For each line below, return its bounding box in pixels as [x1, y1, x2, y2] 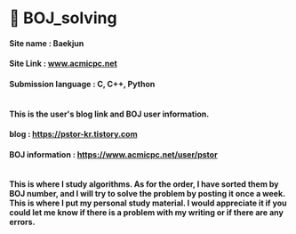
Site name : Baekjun [9, 37, 84, 48]
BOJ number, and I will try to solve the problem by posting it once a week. [9, 189, 286, 199]
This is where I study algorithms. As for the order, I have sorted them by [9, 179, 279, 190]
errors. [9, 217, 36, 228]
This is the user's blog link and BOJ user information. [9, 109, 210, 119]
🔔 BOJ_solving [9, 8, 117, 28]
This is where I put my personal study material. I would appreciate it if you [9, 198, 287, 208]
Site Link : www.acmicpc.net [9, 58, 117, 69]
